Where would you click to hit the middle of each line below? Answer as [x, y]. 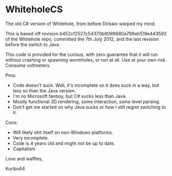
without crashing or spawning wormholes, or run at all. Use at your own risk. [86, 60]
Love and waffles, [24, 159]
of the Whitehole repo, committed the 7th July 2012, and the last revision [82, 39]
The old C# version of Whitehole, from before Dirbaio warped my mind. [81, 24]
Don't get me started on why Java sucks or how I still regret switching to [89, 107]
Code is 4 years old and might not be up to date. [64, 143]
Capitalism [24, 149]
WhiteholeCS [34, 9]
